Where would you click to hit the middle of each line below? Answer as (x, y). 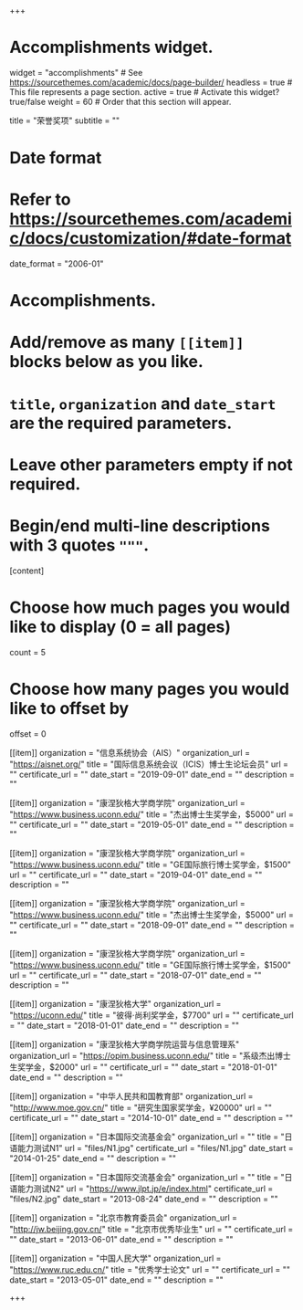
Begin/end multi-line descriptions (140, 526)
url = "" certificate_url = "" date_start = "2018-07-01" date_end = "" (136, 975)
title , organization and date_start (143, 403)
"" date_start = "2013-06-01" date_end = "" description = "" (121, 1239)
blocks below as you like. (106, 362)
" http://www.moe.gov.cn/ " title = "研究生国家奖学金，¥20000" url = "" (141, 1107)
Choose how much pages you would (150, 607)
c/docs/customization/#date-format (151, 239)
